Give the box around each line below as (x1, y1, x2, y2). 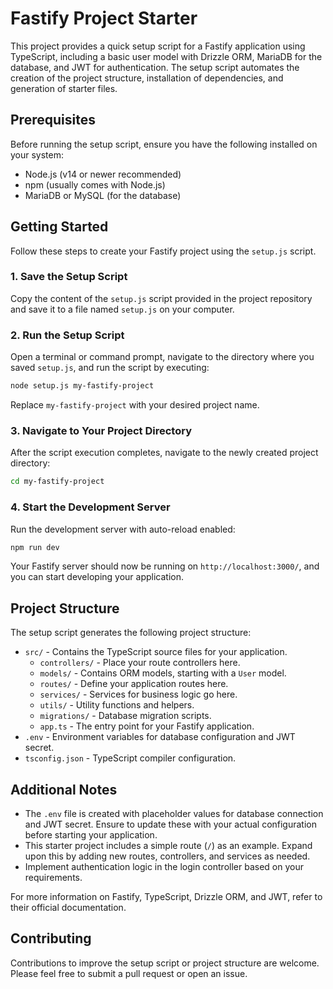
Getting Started (10, 218, 109, 236)
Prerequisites (10, 112, 96, 129)
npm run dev (10, 542, 60, 552)
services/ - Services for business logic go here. (39, 688, 238, 701)
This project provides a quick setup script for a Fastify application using (10, 40, 306, 52)
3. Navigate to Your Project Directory (10, 423, 193, 437)
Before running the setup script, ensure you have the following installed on (10, 138, 318, 150)
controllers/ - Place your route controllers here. (39, 657, 241, 669)
